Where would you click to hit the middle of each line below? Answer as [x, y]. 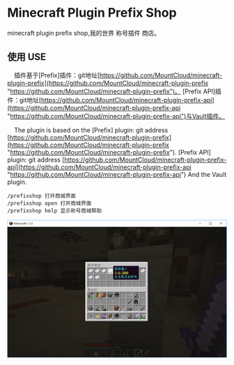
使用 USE [27, 57]
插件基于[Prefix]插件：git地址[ [56, 75]
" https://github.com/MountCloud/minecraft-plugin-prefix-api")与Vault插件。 [116, 116]
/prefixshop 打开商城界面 [42, 196]
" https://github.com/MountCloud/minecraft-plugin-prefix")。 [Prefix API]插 [114, 91]
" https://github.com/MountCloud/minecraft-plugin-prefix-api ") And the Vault [117, 174]
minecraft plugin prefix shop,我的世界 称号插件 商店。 [84, 33]
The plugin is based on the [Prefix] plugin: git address [91, 130]
